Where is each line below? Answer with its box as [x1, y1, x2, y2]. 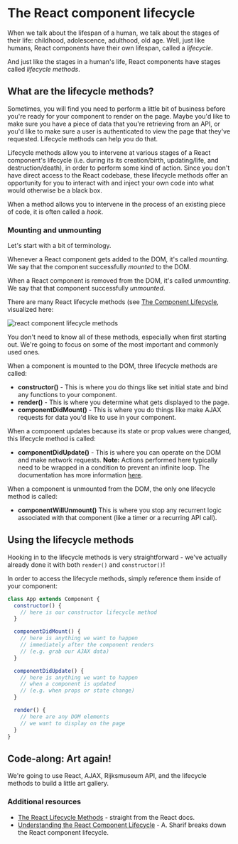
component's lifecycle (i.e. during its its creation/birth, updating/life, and [7, 156, 219, 164]
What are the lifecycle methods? [7, 85, 154, 97]
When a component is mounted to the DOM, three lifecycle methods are [7, 362, 218, 370]
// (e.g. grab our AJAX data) [20, 648, 110, 655]
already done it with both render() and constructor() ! [7, 560, 166, 569]
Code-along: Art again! [7, 752, 112, 764]
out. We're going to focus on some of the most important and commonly [7, 340, 219, 349]
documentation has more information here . [17, 471, 144, 480]
